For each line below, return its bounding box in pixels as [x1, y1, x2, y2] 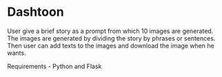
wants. [7, 49, 26, 57]
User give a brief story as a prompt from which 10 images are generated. [7, 27, 214, 35]
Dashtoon [7, 4, 64, 20]
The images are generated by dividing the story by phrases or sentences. [7, 34, 216, 42]
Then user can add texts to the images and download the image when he [7, 41, 215, 49]
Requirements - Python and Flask [7, 62, 102, 70]
